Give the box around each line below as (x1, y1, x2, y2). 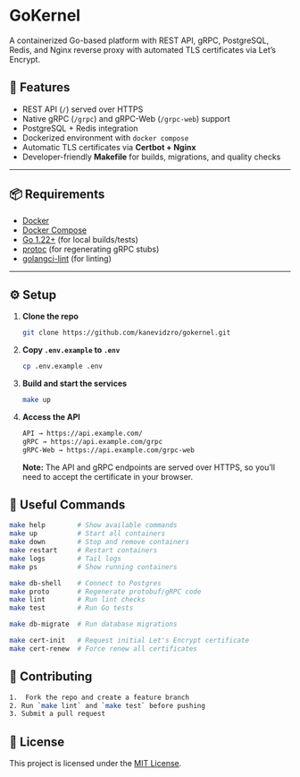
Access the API (21, 412, 80, 422)
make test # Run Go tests (9, 603, 134, 613)
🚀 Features (9, 80, 71, 95)
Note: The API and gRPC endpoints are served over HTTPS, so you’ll (21, 462, 275, 473)
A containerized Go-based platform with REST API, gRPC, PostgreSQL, (9, 35, 270, 46)
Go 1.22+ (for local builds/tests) (21, 234, 138, 244)
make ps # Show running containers (9, 562, 178, 571)
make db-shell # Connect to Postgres (9, 578, 162, 587)
